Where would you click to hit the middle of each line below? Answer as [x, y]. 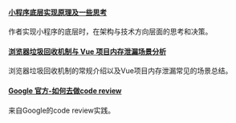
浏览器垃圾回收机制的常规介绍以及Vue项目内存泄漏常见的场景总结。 [120, 71]
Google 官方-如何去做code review [65, 91]
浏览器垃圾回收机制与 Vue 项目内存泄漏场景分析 [87, 51]
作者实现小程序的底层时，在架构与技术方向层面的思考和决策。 [110, 31]
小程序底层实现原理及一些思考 [57, 12]
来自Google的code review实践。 [61, 110]
